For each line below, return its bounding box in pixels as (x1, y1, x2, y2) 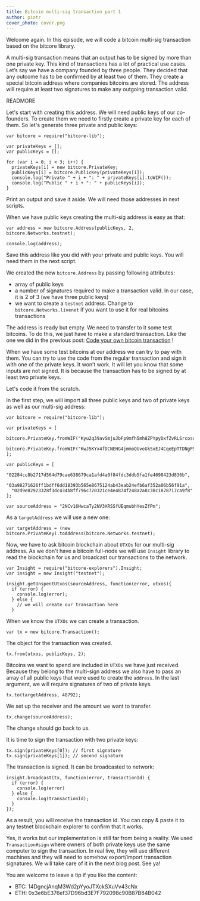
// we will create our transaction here (17, 602, 118, 608)
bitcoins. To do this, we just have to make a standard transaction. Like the (6, 331, 186, 338)
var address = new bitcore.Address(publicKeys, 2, (6, 225, 135, 232)
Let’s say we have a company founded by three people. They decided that (6, 67, 188, 74)
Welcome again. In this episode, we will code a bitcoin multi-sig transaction (6, 36, 191, 44)
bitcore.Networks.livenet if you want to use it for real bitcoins (14, 306, 168, 313)
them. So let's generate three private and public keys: (6, 122, 138, 129)
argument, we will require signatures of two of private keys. (6, 681, 152, 688)
